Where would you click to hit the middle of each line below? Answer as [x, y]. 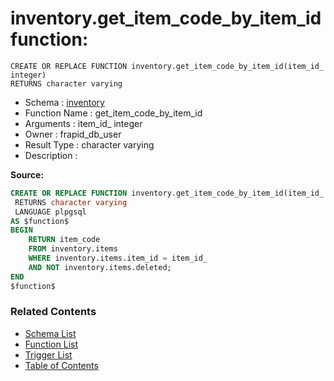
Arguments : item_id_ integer [83, 123]
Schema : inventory [64, 102]
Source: [27, 174]
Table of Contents [61, 365]
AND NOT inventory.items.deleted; [100, 267]
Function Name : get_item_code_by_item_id [113, 113]
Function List [51, 344]
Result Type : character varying [89, 144]
